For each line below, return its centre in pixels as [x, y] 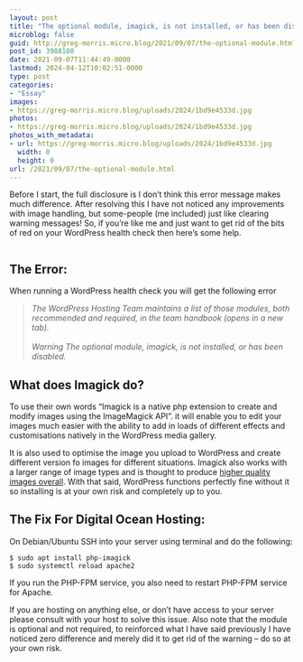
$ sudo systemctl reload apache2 [72, 565]
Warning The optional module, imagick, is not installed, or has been [157, 347]
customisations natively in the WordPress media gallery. [113, 435]
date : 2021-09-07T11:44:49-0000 [70, 60]
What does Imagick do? [77, 385]
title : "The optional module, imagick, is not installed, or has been [145, 26]
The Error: [38, 269]
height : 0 [36, 160]
